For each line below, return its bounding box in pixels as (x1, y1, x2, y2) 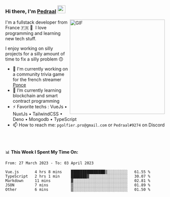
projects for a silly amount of (5, 51, 65, 57)
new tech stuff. (5, 36, 36, 42)
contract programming (12, 98, 60, 104)
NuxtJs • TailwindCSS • (12, 111, 63, 117)
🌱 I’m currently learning (12, 87, 62, 93)
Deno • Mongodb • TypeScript (12, 116, 77, 122)
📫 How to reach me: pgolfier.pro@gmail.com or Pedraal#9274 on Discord (12, 122, 165, 128)
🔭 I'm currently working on (12, 66, 68, 72)
